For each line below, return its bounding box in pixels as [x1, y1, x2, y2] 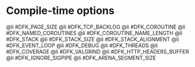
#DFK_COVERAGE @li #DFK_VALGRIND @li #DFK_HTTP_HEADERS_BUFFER [6, 48, 189, 55]
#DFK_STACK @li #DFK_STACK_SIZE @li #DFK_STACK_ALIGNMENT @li [6, 36, 180, 43]
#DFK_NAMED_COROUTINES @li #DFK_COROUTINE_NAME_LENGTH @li [6, 29, 183, 36]
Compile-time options [6, 4, 115, 17]
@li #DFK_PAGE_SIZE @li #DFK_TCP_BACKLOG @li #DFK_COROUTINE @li [6, 23, 186, 30]
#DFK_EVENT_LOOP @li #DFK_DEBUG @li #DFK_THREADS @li [6, 42, 158, 49]
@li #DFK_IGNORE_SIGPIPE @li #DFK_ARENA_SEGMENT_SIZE [6, 54, 156, 61]
